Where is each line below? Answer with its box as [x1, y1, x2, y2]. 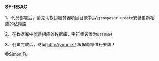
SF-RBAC [5, 3, 28, 10]
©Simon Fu [5, 51, 28, 57]
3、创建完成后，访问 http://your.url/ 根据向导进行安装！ [5, 42, 116, 47]
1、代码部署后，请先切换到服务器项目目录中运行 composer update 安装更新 [5, 15, 151, 21]
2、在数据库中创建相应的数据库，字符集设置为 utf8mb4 [5, 31, 113, 37]
